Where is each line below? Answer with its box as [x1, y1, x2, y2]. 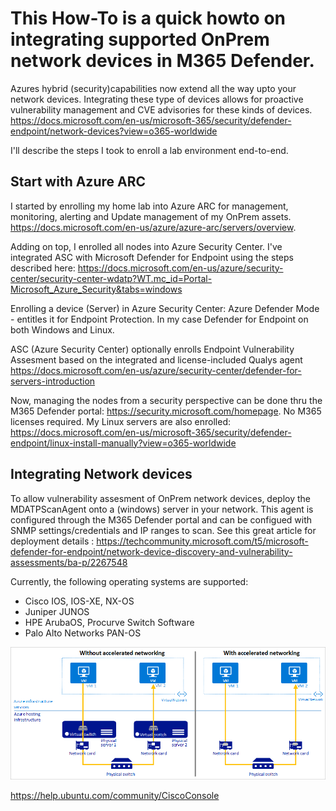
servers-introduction [10, 375, 96, 387]
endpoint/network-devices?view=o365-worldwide [10, 125, 218, 137]
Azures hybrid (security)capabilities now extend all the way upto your [10, 82, 297, 94]
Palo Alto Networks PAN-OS [24, 627, 142, 639]
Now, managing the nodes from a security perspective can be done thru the [10, 394, 323, 406]
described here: [10, 262, 76, 274]
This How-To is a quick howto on [10, 7, 287, 30]
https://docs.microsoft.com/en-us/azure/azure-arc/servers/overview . [10, 221, 297, 233]
